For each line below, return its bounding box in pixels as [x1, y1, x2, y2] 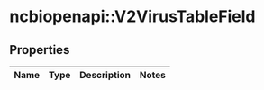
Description [79, 69, 131, 81]
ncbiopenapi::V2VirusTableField [9, 6, 256, 27]
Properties [9, 42, 70, 58]
